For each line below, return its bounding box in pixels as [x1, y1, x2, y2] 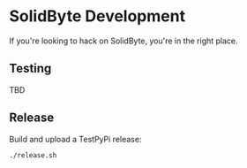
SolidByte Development [9, 6, 186, 27]
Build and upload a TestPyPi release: [9, 134, 142, 144]
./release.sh [9, 150, 57, 160]
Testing [9, 61, 52, 76]
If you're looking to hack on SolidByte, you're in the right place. [9, 35, 238, 46]
